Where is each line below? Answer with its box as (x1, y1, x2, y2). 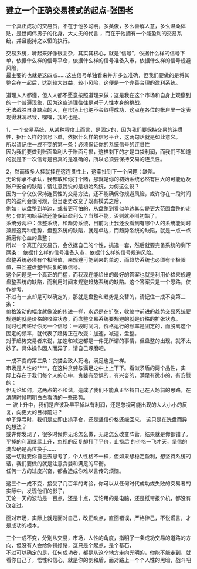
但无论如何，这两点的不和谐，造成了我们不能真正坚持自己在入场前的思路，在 (6, 386, 191, 393)
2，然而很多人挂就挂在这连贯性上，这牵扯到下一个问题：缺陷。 (6, 168, 158, 175)
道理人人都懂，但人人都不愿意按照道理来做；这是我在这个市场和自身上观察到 (6, 91, 191, 98)
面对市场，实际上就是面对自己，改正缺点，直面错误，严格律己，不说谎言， (6, 514, 186, 521)
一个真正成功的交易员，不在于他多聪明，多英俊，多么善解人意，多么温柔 (6, 22, 181, 29)
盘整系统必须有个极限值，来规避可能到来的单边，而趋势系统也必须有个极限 (6, 256, 186, 263)
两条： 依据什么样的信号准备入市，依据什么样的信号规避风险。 (6, 249, 157, 256)
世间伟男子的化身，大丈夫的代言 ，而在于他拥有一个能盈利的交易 (21, 29, 177, 36)
